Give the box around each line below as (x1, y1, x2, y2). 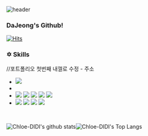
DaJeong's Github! (6, 21, 64, 29)
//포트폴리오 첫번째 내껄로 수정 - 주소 (6, 65, 95, 72)
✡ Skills (6, 50, 30, 59)
